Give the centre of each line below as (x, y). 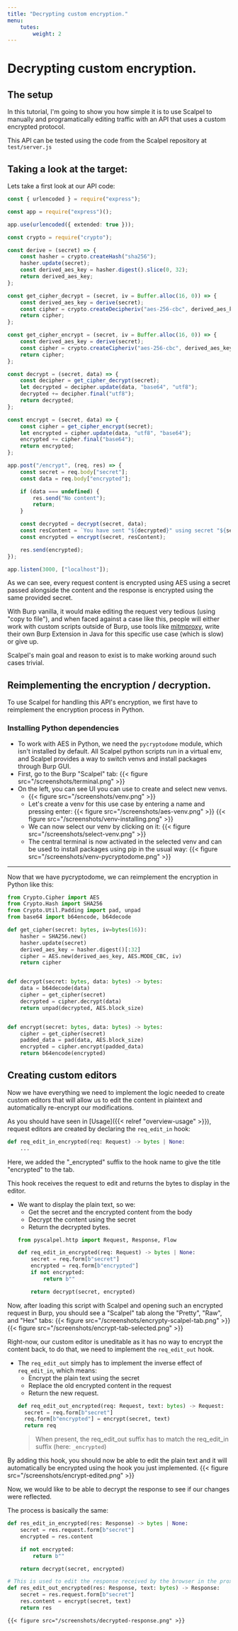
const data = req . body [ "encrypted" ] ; (76, 479)
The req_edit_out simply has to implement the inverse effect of (110, 1363)
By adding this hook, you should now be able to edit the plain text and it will (118, 1460)
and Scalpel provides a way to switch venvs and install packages (112, 758)
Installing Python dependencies (63, 728)
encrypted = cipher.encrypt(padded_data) (82, 1047)
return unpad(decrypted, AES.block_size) (82, 1008)
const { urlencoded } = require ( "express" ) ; (74, 199)
